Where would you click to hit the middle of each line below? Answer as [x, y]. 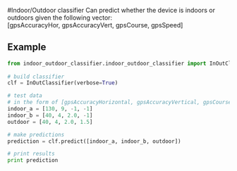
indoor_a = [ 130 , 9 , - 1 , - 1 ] [50, 109]
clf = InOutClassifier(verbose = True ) [63, 83]
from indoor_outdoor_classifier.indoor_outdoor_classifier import [107, 63]
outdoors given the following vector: [60, 18]
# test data [25, 96]
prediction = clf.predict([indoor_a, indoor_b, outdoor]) [94, 141]
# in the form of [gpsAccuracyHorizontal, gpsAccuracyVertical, [104, 102]
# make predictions [36, 134]
